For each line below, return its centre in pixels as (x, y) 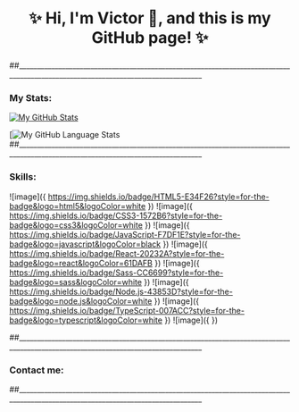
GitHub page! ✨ (150, 38)
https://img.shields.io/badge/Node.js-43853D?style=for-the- (121, 291)
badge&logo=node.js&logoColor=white (81, 301)
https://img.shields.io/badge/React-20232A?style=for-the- (117, 253)
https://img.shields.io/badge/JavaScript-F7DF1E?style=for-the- (125, 234)
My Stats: (30, 98)
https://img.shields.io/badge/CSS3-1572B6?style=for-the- (116, 215)
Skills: (23, 177)
